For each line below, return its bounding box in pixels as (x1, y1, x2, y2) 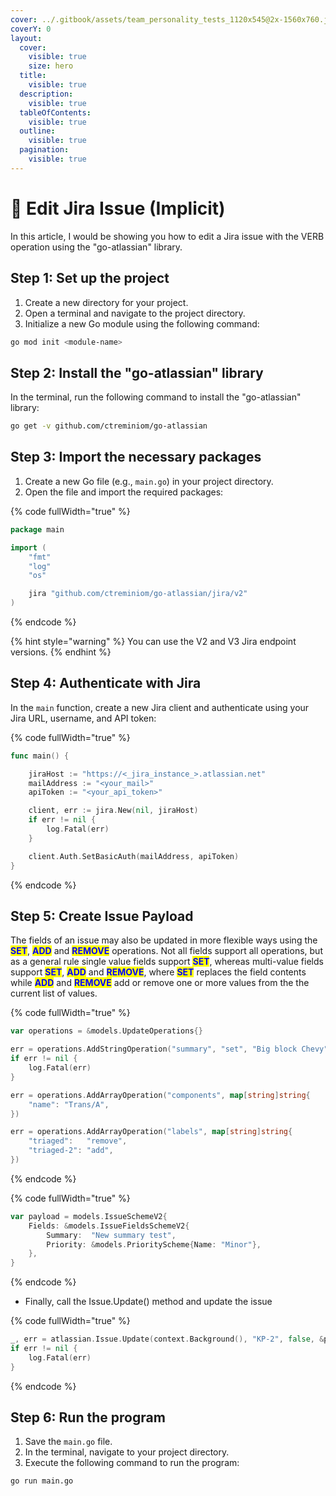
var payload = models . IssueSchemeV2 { (10, 1211, 168, 1221)
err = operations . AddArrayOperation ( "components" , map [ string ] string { (10, 1090, 311, 1100)
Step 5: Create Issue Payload (10, 907, 194, 925)
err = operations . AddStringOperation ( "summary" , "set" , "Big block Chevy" (10, 1044, 329, 1055)
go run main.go (10, 1476, 74, 1486)
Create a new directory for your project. (24, 296, 189, 308)
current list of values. (10, 987, 98, 1000)
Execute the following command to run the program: (24, 1457, 240, 1469)
